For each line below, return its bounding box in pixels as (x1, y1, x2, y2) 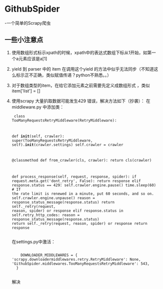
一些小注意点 (4, 36, 43, 44)
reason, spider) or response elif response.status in (11, 208, 123, 214)
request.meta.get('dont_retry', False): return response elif (11, 179, 141, 183)
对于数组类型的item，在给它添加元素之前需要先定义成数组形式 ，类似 (11, 82, 150, 88)
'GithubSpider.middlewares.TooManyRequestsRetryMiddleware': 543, (11, 261, 150, 266)
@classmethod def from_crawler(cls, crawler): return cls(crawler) (11, 158, 152, 163)
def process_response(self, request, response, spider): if (11, 174, 137, 180)
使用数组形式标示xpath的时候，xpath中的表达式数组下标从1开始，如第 (11, 50, 152, 55)
